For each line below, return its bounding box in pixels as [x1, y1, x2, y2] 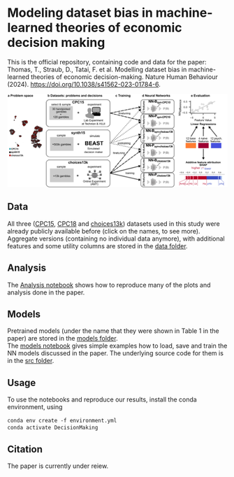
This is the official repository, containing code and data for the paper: [7, 57, 207, 66]
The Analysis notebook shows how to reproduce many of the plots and [7, 280, 211, 289]
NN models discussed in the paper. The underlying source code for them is [7, 349, 224, 357]
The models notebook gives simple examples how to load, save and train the [7, 341, 228, 350]
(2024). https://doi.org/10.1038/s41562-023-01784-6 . [7, 80, 161, 88]
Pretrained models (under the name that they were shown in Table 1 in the [7, 327, 219, 335]
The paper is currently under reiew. [7, 462, 109, 470]
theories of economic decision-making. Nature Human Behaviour [30, 72, 218, 81]
